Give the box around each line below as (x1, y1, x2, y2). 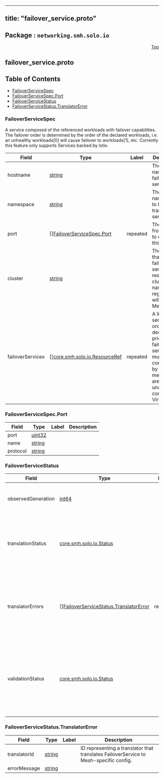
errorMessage (7, 765, 41, 772)
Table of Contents (5, 74, 61, 83)
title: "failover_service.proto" (5, 14, 97, 23)
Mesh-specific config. (80, 757, 132, 764)
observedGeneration (7, 495, 55, 502)
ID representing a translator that (80, 745, 154, 752)
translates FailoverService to (80, 751, 146, 757)
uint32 (31, 432, 47, 438)
